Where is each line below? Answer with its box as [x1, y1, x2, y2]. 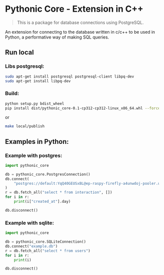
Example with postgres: [5, 152, 62, 159]
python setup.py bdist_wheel [5, 101, 64, 106]
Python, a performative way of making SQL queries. [5, 34, 109, 40]
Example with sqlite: [5, 219, 54, 226]
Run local [5, 48, 34, 57]
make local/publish [5, 124, 45, 129]
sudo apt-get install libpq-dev [5, 79, 71, 83]
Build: [5, 90, 20, 97]
